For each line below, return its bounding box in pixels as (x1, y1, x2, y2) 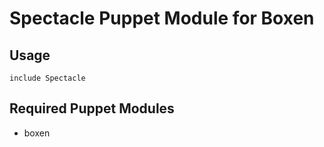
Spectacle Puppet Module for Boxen (9, 7, 315, 30)
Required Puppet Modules (9, 100, 175, 117)
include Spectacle (9, 73, 86, 83)
